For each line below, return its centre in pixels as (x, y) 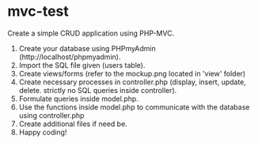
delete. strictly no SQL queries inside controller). (98, 90)
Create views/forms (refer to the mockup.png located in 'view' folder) (132, 73)
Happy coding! (43, 132)
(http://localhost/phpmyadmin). (70, 57)
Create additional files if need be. (73, 124)
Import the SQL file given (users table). (82, 65)
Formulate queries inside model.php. (79, 99)
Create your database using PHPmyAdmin (87, 48)
